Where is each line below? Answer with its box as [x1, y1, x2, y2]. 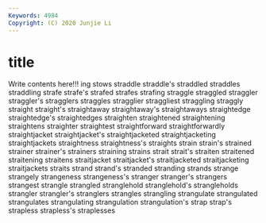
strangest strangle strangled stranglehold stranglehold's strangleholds [8, 180, 238, 190]
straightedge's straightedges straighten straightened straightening [8, 113, 226, 123]
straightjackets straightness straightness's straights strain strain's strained [8, 138, 252, 148]
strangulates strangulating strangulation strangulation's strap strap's [8, 198, 233, 207]
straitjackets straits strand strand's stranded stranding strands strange [8, 163, 239, 173]
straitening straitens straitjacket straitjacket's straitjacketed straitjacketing [8, 156, 249, 165]
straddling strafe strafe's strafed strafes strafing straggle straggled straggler [8, 88, 258, 98]
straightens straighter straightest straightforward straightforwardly [8, 121, 226, 131]
